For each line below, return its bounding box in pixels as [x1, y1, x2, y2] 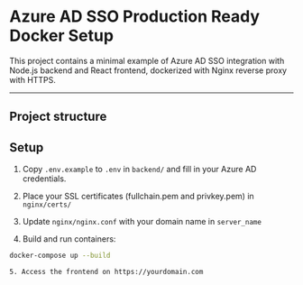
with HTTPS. [9, 74, 57, 85]
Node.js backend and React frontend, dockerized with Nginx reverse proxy [9, 65, 287, 76]
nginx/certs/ [22, 200, 72, 209]
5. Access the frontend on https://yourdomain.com [9, 268, 204, 277]
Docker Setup [9, 25, 115, 46]
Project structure [9, 109, 107, 124]
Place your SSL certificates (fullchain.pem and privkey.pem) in [22, 191, 254, 202]
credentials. [22, 173, 67, 184]
